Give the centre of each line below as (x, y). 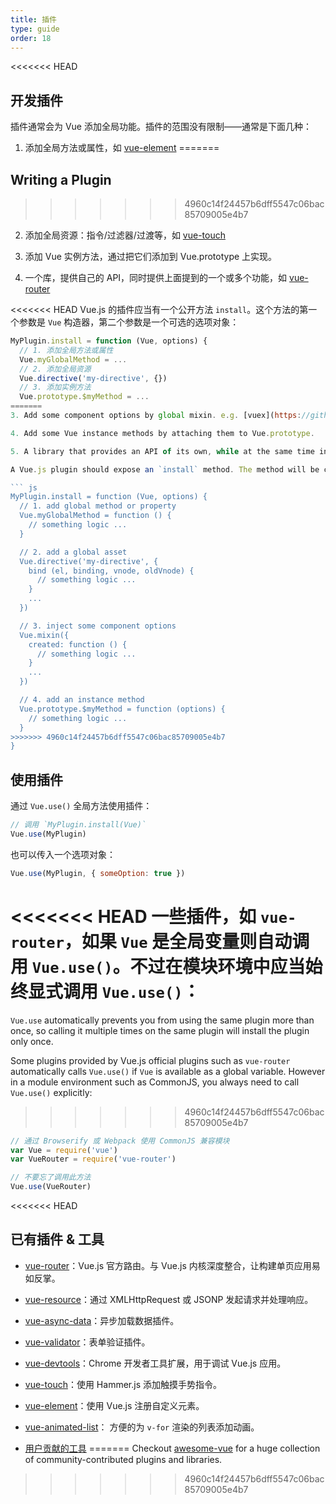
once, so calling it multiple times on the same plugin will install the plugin (160, 1030)
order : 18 (31, 38)
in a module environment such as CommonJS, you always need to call (155, 1082)
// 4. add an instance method (82, 700)
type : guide (35, 29)
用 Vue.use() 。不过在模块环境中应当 (158, 966)
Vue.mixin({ (44, 635)
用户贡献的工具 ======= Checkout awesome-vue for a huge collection (172, 1448)
